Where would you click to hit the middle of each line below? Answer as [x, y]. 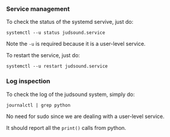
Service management [38, 9]
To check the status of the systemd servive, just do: [70, 22]
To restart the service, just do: [43, 55]
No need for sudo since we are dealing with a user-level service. [85, 116]
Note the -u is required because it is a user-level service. [76, 44]
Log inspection [28, 81]
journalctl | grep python [38, 105]
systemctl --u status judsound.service [56, 33]
